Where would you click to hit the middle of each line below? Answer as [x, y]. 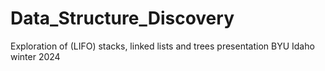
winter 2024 [35, 56]
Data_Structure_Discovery [122, 18]
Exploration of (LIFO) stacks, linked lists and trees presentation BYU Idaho [162, 46]
